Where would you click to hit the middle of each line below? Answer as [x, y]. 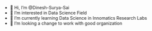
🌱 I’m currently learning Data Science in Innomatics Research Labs [78, 18]
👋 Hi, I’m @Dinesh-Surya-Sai [39, 8]
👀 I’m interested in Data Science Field [48, 13]
